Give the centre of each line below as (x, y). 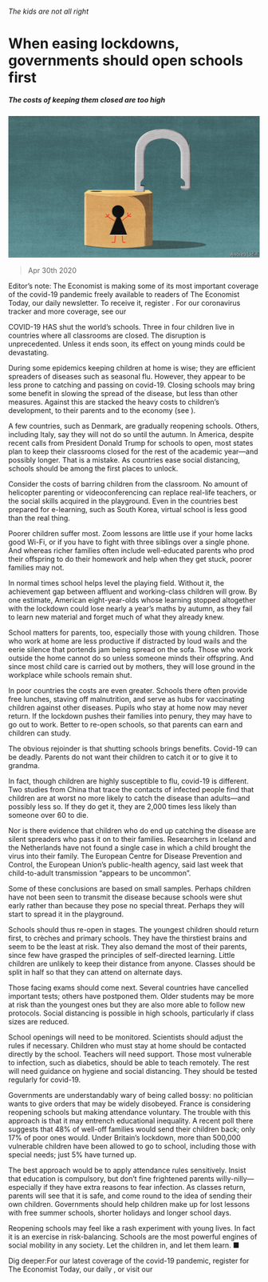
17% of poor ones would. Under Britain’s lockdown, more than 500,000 (124, 1138)
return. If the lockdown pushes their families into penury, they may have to (130, 716)
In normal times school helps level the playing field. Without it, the (116, 583)
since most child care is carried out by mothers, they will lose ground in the (132, 667)
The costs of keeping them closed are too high (87, 100)
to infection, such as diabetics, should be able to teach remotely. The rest (129, 1063)
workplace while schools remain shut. (70, 675)
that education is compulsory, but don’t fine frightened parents (111, 1179)
